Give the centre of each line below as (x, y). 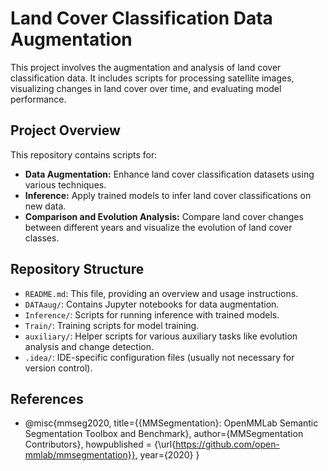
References (47, 398)
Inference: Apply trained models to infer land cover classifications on (168, 195)
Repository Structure (77, 269)
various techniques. (65, 184)
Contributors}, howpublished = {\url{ (100, 444)
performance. (38, 99)
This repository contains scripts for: (84, 154)
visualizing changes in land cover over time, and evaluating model (146, 88)
